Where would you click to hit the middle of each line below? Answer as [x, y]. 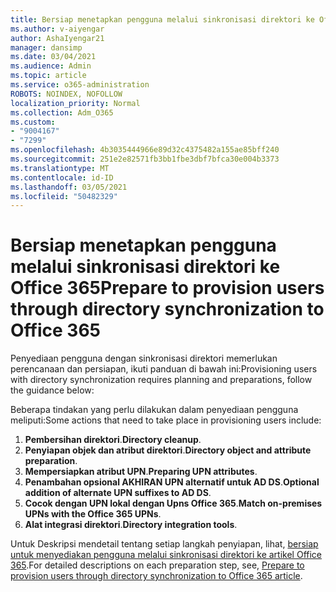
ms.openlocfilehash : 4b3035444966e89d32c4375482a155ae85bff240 [145, 150]
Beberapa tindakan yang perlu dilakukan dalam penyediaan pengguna [154, 410]
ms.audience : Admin [51, 66]
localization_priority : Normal [75, 103]
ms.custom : [33, 122]
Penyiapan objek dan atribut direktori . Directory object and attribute [168, 450]
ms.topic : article [48, 76]
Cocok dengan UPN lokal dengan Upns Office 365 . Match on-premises [173, 503]
